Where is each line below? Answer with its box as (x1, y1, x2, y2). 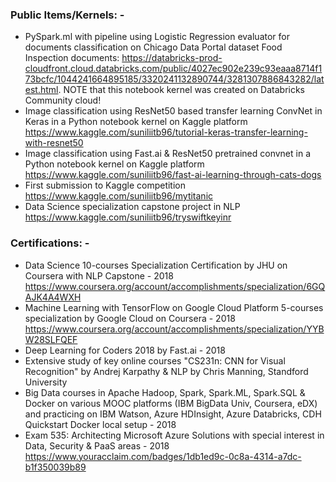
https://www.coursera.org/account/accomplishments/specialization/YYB (24, 323, 325, 335)
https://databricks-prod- (121, 52, 223, 64)
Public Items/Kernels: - (10, 8, 125, 22)
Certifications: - (10, 236, 90, 250)
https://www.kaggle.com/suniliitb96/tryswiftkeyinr (24, 211, 232, 223)
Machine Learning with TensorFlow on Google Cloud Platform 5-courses (24, 301, 324, 313)
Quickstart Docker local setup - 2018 (24, 418, 177, 430)
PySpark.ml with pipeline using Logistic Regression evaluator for (24, 31, 290, 43)
